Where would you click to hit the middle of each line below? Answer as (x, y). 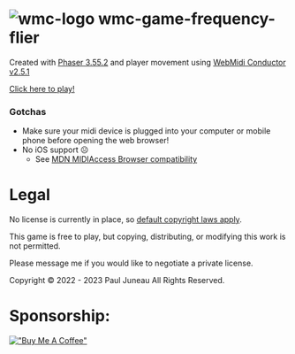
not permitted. (35, 246)
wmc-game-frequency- (187, 19)
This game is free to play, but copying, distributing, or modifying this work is (147, 237)
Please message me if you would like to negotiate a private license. (131, 263)
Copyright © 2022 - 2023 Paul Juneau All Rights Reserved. (117, 281)
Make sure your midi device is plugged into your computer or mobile (146, 131)
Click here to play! (42, 88)
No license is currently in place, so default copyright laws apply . (126, 219)
